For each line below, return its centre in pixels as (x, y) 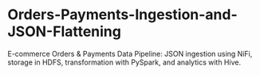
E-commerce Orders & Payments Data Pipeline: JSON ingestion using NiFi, (130, 53)
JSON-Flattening (64, 32)
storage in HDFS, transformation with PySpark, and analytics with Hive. (124, 62)
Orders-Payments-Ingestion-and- (123, 15)
